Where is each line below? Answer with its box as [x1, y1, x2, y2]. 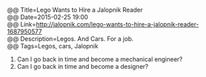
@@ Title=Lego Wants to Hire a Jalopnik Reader [7, 6, 143, 14]
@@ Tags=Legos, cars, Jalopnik [7, 42, 99, 50]
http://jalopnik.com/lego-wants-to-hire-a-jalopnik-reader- [36, 20, 199, 28]
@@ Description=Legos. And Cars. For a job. [7, 35, 133, 43]
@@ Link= [7, 20, 36, 28]
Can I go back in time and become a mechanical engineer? [16, 55, 183, 63]
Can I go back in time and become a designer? [16, 63, 149, 70]
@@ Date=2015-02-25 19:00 [7, 13, 88, 21]
